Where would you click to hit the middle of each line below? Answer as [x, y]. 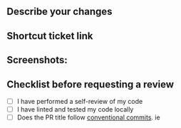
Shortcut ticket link [50, 36]
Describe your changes [60, 12]
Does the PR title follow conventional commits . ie [89, 117]
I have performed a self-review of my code [80, 101]
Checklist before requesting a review [90, 84]
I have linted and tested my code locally [75, 110]
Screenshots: [37, 60]
